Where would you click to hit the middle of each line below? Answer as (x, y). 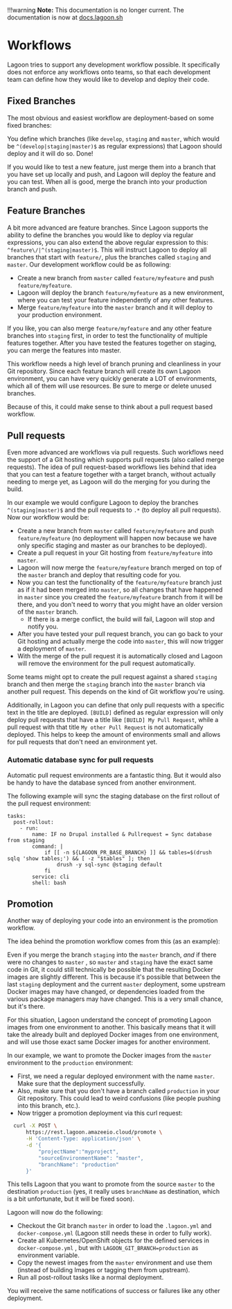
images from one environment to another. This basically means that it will (111, 1027)
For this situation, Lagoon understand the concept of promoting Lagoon (109, 1020)
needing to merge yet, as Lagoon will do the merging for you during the (109, 482)
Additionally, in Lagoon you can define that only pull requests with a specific (116, 705)
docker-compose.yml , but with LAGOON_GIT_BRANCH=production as (108, 1248)
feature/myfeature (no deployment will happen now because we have (117, 538)
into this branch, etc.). (48, 1106)
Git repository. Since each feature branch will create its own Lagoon (104, 371)
